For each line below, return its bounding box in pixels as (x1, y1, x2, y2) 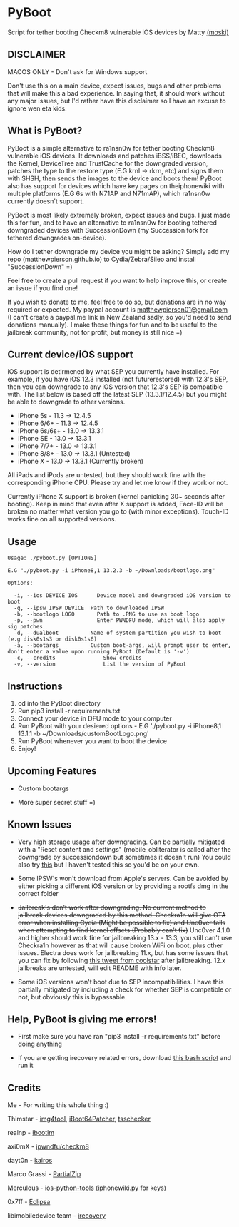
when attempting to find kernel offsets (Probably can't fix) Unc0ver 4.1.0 (17, 925, 230, 935)
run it (17, 1061, 34, 1070)
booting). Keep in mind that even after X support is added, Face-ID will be (7, 500, 224, 509)
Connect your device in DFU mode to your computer (17, 714, 173, 723)
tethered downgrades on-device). (7, 233, 107, 242)
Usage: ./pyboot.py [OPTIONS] (7, 554, 98, 562)
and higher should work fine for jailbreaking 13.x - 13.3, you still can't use (17, 933, 233, 942)
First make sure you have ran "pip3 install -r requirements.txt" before (17, 1032, 221, 1041)
